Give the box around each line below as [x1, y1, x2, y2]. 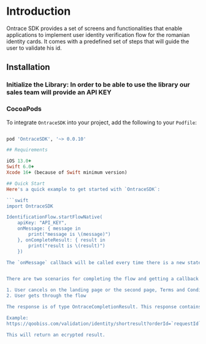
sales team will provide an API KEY [6, 88, 112, 96]
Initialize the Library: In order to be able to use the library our [6, 80, 190, 89]
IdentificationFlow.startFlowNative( [6, 214, 103, 221]
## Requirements [6, 147, 48, 153]
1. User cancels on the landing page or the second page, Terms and [6, 287, 185, 293]
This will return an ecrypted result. [6, 332, 105, 338]
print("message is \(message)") [28, 232, 112, 238]
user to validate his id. [6, 44, 63, 52]
